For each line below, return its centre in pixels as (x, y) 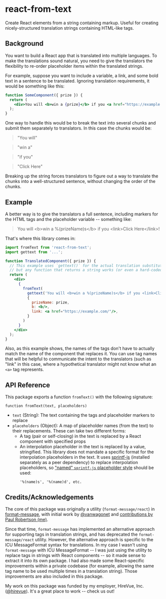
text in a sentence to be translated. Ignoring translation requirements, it (77, 81)
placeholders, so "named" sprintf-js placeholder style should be (87, 468)
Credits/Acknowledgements (49, 497)
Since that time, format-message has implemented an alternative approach (80, 529)
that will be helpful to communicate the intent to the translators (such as (78, 359)
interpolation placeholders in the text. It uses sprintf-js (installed (84, 457)
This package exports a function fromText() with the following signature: (79, 397)
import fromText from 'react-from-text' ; (48, 247)
